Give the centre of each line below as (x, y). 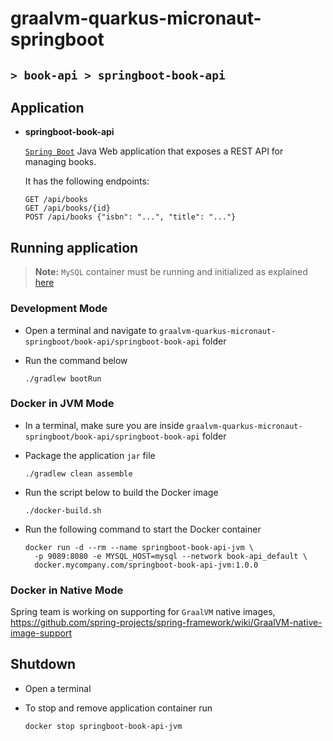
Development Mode (59, 309)
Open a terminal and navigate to (91, 330)
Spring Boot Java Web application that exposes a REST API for (154, 151)
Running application (74, 247)
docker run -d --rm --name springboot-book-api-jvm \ (139, 547)
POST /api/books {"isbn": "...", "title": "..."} (130, 217)
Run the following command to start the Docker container (143, 529)
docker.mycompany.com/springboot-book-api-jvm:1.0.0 (146, 565)
